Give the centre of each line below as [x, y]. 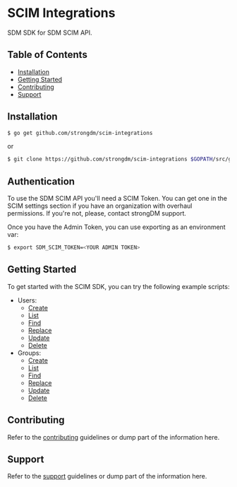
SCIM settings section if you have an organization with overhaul [100, 206]
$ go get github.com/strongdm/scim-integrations [80, 133]
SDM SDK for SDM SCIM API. [50, 33]
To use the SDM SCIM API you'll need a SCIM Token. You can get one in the [117, 199]
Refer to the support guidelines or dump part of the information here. [107, 476]
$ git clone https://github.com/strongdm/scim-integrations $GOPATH [110, 159]
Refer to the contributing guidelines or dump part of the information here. [114, 437]
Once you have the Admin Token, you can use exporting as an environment [116, 227]
